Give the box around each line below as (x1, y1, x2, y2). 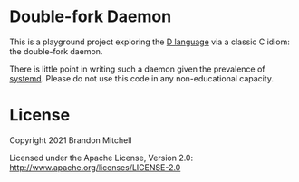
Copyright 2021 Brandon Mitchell (9, 134, 132, 146)
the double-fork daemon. (9, 45, 103, 56)
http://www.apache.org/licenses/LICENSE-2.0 (9, 161, 181, 173)
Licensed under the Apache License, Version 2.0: (9, 152, 193, 163)
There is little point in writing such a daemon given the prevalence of (9, 63, 265, 74)
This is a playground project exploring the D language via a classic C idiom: (9, 36, 290, 47)
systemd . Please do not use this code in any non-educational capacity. (9, 72, 275, 83)
